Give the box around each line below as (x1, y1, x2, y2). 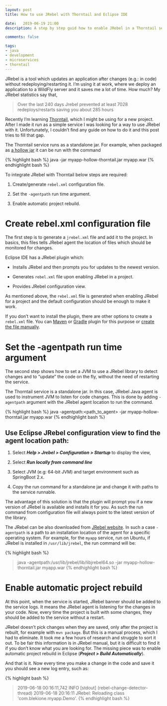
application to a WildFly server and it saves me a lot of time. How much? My (5, 86, 161, 92)
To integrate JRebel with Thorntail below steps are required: (5, 171, 128, 177)
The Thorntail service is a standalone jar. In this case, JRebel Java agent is (5, 389, 158, 395)
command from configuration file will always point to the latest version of (5, 509, 155, 515)
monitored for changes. (5, 245, 53, 251)
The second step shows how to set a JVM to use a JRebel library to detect (5, 368, 158, 374)
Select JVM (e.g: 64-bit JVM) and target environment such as (12, 469, 139, 475)
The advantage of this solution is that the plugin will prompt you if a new (5, 499, 153, 505)
